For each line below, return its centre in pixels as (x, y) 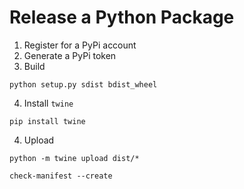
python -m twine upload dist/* (74, 158)
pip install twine (47, 121)
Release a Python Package (122, 17)
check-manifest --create (61, 176)
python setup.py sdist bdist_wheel (83, 84)
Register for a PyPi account (80, 45)
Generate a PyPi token (70, 55)
